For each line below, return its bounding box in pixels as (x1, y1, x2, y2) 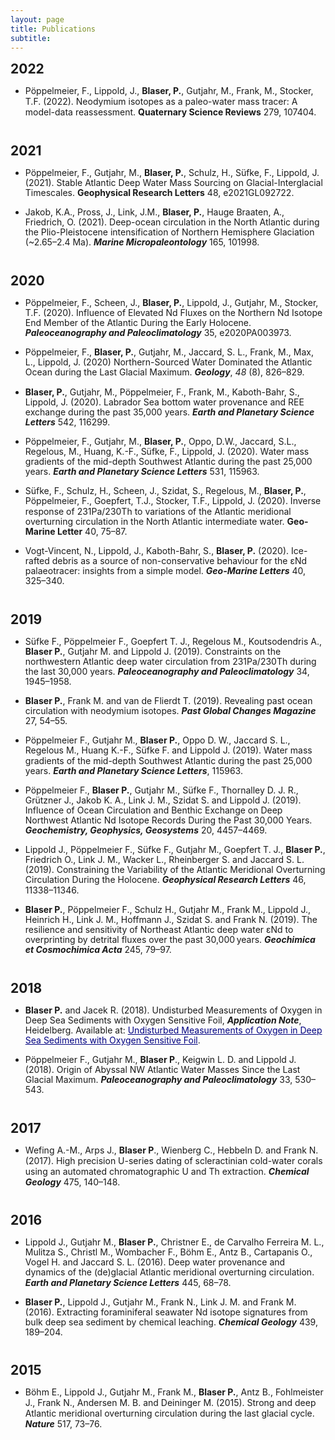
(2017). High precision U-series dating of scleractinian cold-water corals (24, 1154, 323, 1166)
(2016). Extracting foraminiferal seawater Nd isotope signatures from (24, 1306, 308, 1318)
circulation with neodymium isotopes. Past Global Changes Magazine (24, 705, 317, 717)
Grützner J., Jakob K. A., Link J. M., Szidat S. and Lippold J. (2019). (24, 794, 302, 806)
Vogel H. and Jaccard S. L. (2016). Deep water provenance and (24, 1256, 286, 1268)
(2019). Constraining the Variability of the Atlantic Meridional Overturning (24, 864, 326, 876)
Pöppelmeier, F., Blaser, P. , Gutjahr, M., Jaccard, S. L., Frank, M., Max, (24, 346, 314, 358)
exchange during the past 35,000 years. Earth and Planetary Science (24, 406, 315, 418)
